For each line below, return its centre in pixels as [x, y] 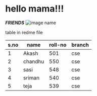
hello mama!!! [35, 9]
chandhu [34, 61]
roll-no [58, 45]
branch [80, 45]
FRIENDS [15, 23]
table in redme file [24, 32]
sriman [31, 77]
